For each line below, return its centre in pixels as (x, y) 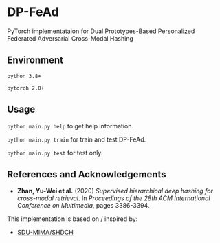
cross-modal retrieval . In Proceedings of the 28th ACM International (114, 198)
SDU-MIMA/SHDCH (45, 233)
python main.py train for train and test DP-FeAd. (77, 139)
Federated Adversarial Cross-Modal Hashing (70, 38)
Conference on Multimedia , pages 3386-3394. (83, 206)
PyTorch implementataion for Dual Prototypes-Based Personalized (101, 31)
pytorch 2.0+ (26, 88)
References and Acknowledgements (87, 174)
